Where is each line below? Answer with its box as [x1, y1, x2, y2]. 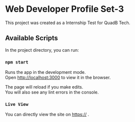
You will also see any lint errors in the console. [5, 90, 99, 95]
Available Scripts [5, 34, 58, 42]
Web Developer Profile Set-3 [5, 3, 124, 15]
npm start [5, 59, 28, 65]
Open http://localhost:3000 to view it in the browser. [5, 75, 111, 81]
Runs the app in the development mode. [5, 69, 86, 75]
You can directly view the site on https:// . [5, 112, 89, 118]
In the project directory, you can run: [5, 47, 79, 53]
